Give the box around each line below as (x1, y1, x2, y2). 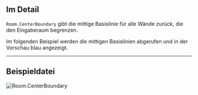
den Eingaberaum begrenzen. (6, 26, 78, 33)
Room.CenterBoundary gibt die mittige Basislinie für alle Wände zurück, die (6, 20, 184, 27)
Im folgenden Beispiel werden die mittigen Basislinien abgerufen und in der (6, 38, 189, 45)
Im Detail (6, 5, 39, 15)
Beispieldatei (6, 67, 55, 77)
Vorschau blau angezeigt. (6, 44, 68, 51)
